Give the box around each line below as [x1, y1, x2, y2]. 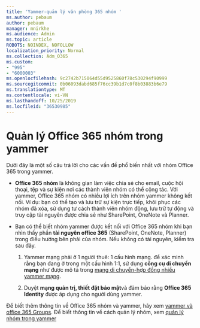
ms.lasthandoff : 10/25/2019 [6, 98, 77, 104]
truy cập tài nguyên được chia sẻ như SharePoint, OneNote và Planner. [14, 211, 189, 218]
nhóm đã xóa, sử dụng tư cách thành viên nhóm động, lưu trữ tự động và [14, 205, 195, 212]
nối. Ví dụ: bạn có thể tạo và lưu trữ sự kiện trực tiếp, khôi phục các [14, 199, 181, 206]
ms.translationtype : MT [6, 87, 66, 93]
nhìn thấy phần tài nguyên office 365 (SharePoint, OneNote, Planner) [14, 229, 187, 236]
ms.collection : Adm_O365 [6, 53, 68, 59]
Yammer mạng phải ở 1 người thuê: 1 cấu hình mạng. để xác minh [23, 254, 184, 261]
